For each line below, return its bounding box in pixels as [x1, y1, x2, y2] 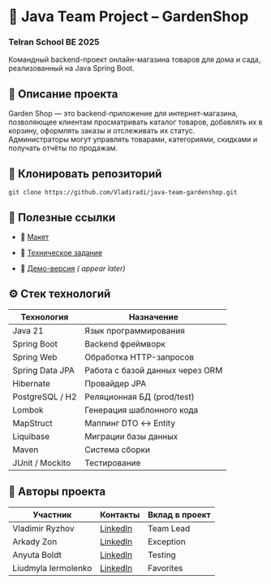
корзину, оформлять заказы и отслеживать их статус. [8, 126, 196, 136]
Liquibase [12, 430, 50, 442]
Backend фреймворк [84, 338, 166, 349]
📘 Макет [19, 232, 49, 242]
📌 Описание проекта [8, 87, 118, 101]
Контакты [100, 508, 140, 520]
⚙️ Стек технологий [8, 287, 111, 301]
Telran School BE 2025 [8, 37, 100, 48]
